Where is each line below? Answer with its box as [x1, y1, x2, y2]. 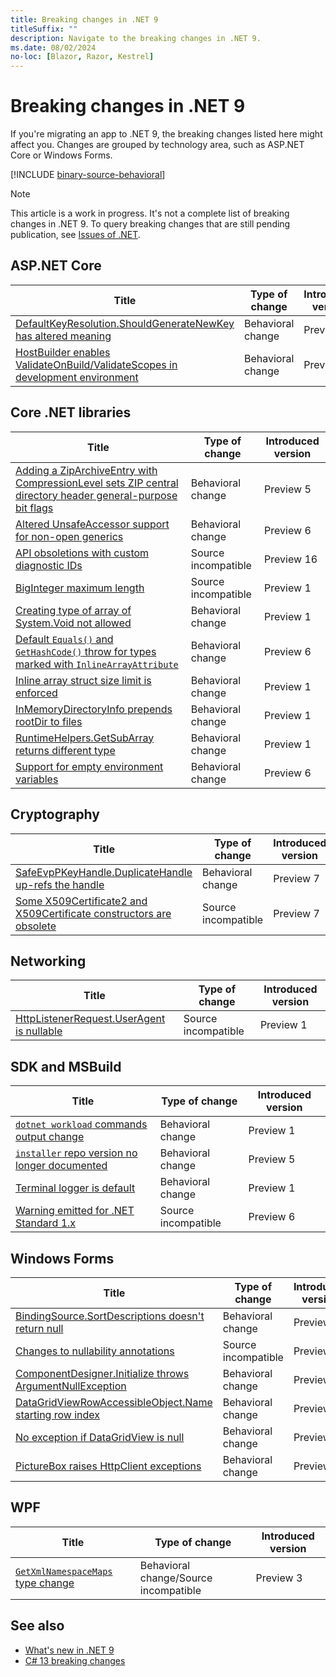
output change [15, 1130, 85, 1144]
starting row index [15, 1407, 100, 1421]
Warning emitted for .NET [15, 1204, 135, 1218]
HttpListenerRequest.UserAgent [15, 1012, 166, 1026]
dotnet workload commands [15, 1117, 148, 1131]
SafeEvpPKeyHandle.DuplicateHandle [15, 865, 193, 879]
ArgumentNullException [15, 1379, 127, 1393]
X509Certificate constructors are [15, 906, 172, 920]
